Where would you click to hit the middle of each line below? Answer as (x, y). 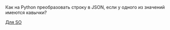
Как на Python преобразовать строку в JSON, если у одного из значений (85, 7)
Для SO (14, 22)
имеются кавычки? (26, 12)
